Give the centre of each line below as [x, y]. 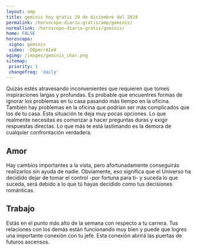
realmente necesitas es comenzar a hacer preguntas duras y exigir [87, 120]
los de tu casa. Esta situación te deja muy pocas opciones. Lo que [86, 114]
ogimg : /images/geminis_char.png [47, 55]
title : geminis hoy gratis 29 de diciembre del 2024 [72, 17]
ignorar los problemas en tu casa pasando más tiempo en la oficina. [88, 101]
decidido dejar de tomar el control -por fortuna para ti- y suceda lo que [92, 178]
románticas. [21, 190]
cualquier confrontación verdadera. [49, 133]
